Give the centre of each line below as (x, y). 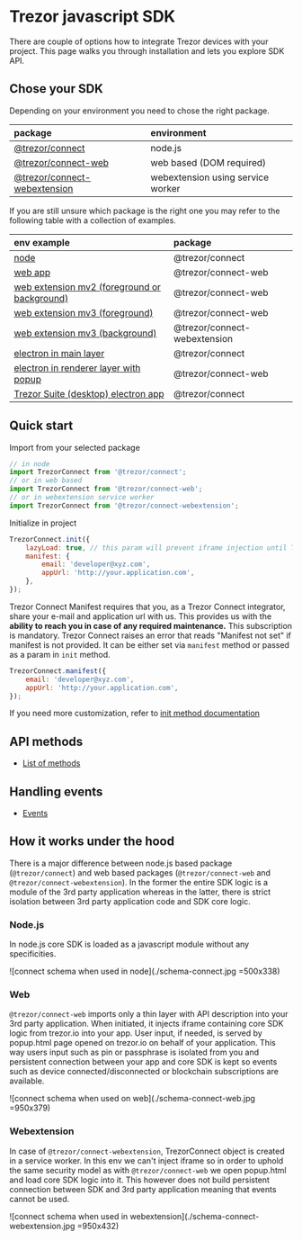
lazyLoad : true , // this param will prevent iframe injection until (156, 548)
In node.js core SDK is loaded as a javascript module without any (129, 944)
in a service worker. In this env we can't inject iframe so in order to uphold (147, 1160)
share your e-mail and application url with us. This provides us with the (141, 616)
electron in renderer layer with (77, 368)
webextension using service (210, 177)
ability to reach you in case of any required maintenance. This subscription (151, 625)
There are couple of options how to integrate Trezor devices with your (139, 41)
